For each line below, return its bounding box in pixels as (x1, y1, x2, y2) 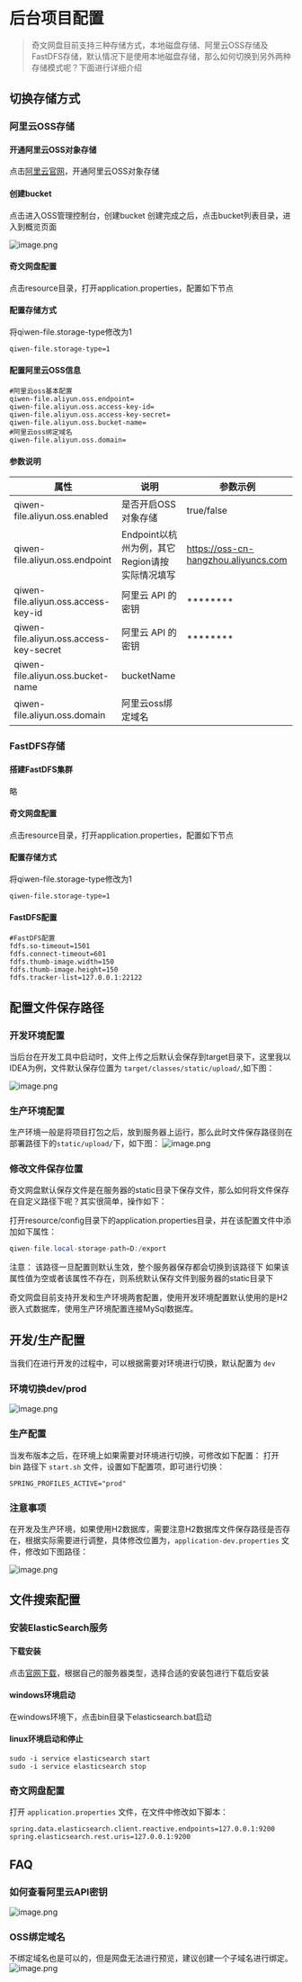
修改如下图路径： (24, 1547, 88, 1557)
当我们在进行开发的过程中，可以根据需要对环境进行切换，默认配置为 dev (9, 1358, 276, 1368)
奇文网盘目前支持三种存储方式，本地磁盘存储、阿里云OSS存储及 (31, 40, 269, 50)
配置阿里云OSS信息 (9, 364, 82, 375)
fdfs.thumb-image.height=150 (9, 965, 119, 974)
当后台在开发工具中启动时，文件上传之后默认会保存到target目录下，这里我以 (9, 1051, 291, 1062)
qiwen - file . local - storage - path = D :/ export (9, 1244, 167, 1253)
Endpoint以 (120, 528, 169, 541)
